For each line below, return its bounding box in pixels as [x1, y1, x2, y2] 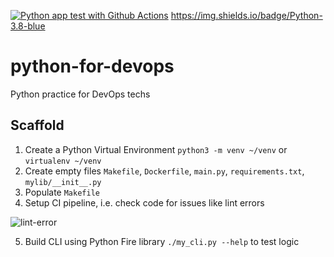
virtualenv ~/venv [24, 156, 102, 166]
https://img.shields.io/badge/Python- [170, 10, 323, 21]
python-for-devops [10, 55, 175, 78]
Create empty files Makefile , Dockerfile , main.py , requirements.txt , [24, 165, 305, 177]
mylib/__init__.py [24, 177, 102, 187]
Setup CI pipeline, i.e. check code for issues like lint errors [24, 196, 265, 209]
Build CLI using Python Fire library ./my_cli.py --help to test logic [24, 235, 300, 247]
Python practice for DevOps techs [10, 88, 151, 100]
